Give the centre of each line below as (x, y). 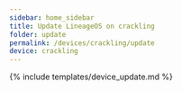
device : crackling (44, 51)
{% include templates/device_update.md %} (91, 77)
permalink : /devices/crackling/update (82, 43)
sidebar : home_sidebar (52, 18)
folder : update (38, 34)
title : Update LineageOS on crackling (82, 26)
